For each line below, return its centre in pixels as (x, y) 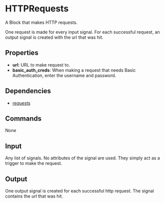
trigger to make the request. (34, 163)
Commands (24, 118)
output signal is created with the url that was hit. (54, 37)
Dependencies (28, 91)
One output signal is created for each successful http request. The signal (80, 191)
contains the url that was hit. (34, 196)
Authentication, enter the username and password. (64, 75)
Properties (22, 53)
